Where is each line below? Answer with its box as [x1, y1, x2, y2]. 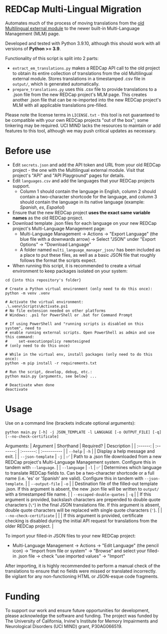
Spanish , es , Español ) [19, 204, 65, 210]
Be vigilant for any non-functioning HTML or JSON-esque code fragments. [5, 573, 159, 579]
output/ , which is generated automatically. [12, 81, 100, 87]
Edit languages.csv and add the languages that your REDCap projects [12, 177, 155, 183]
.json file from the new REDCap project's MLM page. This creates [12, 91, 147, 97]
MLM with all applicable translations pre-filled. [12, 102, 108, 108]
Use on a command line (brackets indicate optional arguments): [5, 420, 136, 426]
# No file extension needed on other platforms [5, 308, 106, 313]
